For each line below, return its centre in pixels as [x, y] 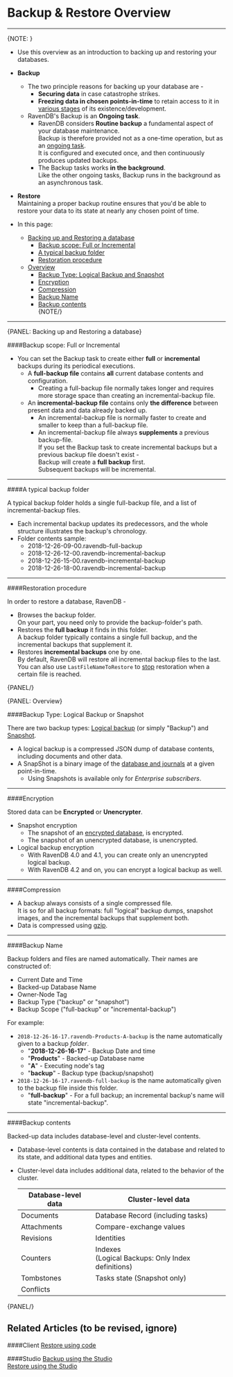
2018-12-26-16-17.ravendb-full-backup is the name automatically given [119, 1080]
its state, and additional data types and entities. [85, 1157]
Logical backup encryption [55, 847]
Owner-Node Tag [42, 994]
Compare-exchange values [140, 1227]
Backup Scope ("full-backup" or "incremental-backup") [97, 1009]
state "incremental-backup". [68, 1102]
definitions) [114, 1266]
